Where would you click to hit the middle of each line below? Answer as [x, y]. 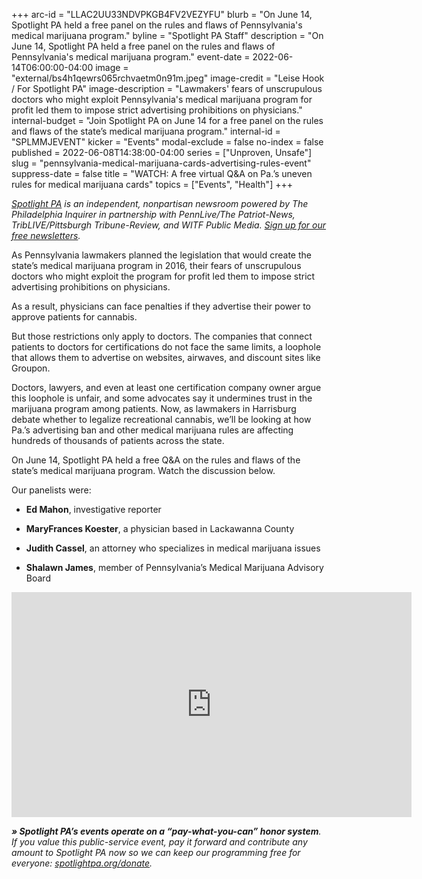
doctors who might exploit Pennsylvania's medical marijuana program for [162, 99]
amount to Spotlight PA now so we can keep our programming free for [156, 852]
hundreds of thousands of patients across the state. [118, 440]
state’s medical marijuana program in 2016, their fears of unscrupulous [156, 265]
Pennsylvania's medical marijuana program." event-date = [131, 57]
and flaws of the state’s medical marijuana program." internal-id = [146, 131]
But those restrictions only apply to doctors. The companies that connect [162, 336]
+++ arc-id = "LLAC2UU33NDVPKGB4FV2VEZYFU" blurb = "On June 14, [162, 14]
